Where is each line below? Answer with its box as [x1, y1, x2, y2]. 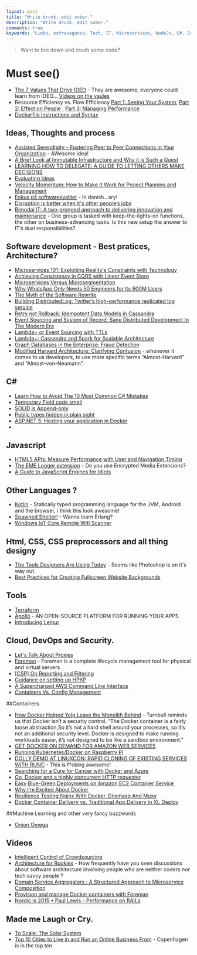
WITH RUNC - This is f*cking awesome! [14, 761, 111, 768]
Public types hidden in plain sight [14, 411, 95, 418]
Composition [14, 885, 46, 892]
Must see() [6, 67, 60, 80]
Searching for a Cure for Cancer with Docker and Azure [14, 767, 149, 774]
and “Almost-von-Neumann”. [14, 360, 84, 367]
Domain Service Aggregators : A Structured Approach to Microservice [14, 878, 184, 885]
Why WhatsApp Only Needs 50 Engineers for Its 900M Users [14, 285, 162, 292]
